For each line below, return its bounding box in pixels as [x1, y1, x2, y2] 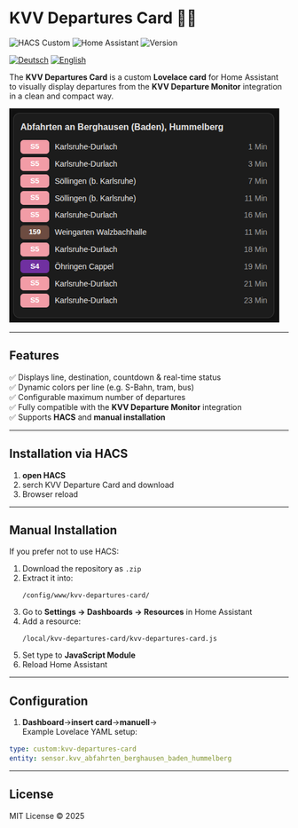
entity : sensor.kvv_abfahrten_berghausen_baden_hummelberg [9, 754, 232, 763]
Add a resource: [21, 616, 82, 627]
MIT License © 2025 [9, 810, 85, 821]
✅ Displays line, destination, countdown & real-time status [9, 372, 222, 382]
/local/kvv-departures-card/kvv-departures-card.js [21, 635, 217, 643]
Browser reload [21, 488, 78, 500]
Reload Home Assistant [21, 659, 108, 670]
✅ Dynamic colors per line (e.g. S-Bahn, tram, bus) [9, 382, 195, 392]
